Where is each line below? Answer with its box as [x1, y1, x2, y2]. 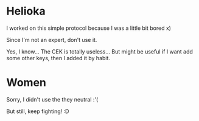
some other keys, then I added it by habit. [6, 54, 111, 61]
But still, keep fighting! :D [6, 108, 69, 115]
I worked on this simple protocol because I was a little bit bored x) [6, 24, 172, 32]
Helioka [6, 4, 46, 18]
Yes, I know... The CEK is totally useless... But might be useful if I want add [6, 47, 194, 55]
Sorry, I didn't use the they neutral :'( [6, 95, 99, 103]
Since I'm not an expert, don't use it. [6, 36, 97, 43]
